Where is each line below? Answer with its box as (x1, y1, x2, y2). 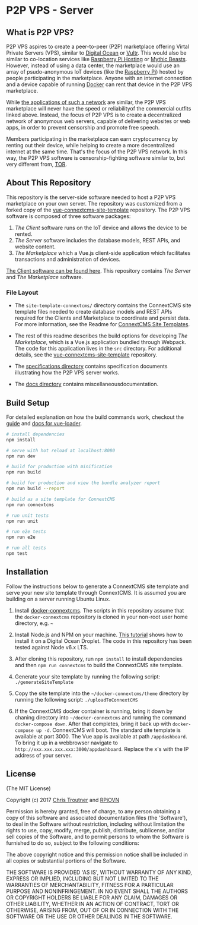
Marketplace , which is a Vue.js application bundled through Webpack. (14, 339, 187, 346)
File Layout (6, 288, 39, 296)
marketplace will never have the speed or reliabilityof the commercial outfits (6, 105, 191, 112)
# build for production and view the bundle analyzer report (6, 480, 161, 486)
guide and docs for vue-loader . (6, 419, 82, 427)
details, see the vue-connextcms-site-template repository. (14, 351, 158, 358)
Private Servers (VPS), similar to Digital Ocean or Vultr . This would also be (6, 49, 187, 56)
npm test (6, 551, 28, 557)
